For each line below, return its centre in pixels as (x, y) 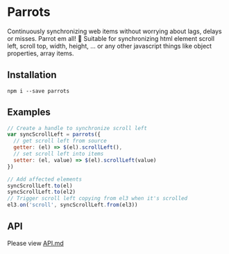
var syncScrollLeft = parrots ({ (54, 135)
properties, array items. (41, 53)
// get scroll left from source (60, 141)
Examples (29, 112)
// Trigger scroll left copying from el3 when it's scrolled (97, 199)
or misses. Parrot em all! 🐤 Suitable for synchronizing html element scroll (111, 38)
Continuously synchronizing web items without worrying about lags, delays (114, 31)
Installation (32, 75)
